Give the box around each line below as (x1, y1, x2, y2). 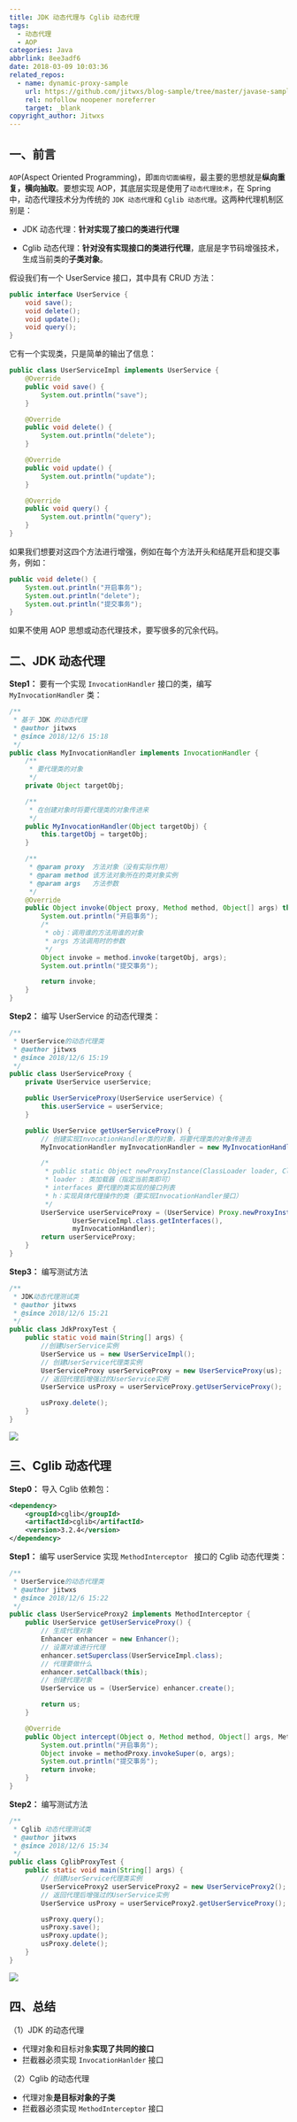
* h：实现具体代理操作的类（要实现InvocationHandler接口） (44, 1191, 243, 1200)
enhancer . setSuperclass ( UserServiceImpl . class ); (41, 1651, 224, 1660)
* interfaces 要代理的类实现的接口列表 (44, 1183, 176, 1192)
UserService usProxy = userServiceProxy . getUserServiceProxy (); (41, 1382, 283, 1392)
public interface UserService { (9, 289, 128, 299)
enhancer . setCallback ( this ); (41, 1667, 148, 1677)
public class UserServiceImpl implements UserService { (9, 366, 219, 375)
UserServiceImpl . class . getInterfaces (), (72, 1216, 224, 1226)
